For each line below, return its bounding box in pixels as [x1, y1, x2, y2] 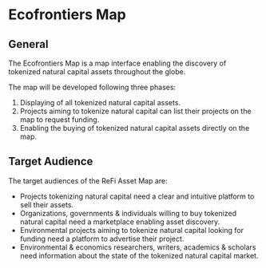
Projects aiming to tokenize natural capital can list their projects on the [19, 106, 252, 116]
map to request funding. [19, 115, 100, 124]
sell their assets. [19, 199, 74, 209]
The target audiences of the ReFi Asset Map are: [8, 175, 168, 185]
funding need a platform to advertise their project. [19, 234, 185, 243]
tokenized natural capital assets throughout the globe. [8, 67, 186, 77]
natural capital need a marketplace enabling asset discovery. [19, 217, 220, 227]
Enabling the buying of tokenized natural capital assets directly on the [19, 124, 250, 132]
